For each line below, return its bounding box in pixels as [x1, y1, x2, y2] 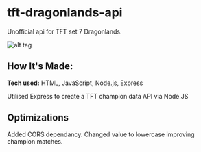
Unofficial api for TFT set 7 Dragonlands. [7, 27, 122, 36]
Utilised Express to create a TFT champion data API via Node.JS [7, 92, 189, 100]
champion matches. [7, 137, 63, 145]
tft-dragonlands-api [7, 5, 123, 21]
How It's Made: [7, 60, 73, 73]
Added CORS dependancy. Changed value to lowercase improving [7, 130, 195, 138]
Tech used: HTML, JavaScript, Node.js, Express [7, 79, 143, 87]
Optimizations [7, 112, 69, 124]
